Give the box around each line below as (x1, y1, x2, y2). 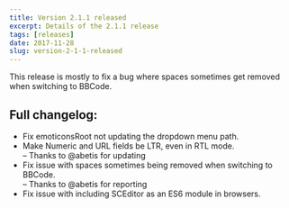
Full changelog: (9, 107, 98, 122)
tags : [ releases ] (9, 30, 75, 39)
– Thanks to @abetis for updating (22, 149, 146, 160)
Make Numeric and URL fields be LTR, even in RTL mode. (22, 140, 235, 151)
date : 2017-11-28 (9, 38, 75, 48)
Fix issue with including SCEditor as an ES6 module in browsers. (22, 188, 261, 199)
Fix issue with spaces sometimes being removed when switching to (22, 159, 273, 170)
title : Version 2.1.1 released (9, 13, 127, 23)
